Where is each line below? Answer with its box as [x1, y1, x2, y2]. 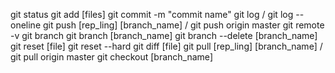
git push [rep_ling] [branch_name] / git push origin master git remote [42, 19, 325, 31]
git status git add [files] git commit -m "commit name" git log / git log [10, 9, 294, 20]
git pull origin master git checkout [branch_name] [10, 51, 213, 63]
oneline [10, 19, 42, 31]
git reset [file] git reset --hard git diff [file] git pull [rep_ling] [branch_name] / [10, 40, 323, 52]
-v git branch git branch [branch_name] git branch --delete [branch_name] [10, 30, 318, 41]
